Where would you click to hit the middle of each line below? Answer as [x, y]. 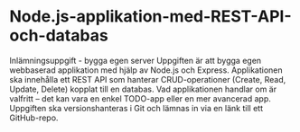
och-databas [59, 35]
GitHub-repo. [34, 118]
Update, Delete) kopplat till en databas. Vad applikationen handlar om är [143, 89]
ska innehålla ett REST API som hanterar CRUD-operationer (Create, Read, [148, 79]
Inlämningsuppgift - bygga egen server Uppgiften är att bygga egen [136, 60]
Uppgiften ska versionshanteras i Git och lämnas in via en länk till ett [136, 108]
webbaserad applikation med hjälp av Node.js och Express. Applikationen [146, 70]
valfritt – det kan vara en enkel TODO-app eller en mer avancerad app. [140, 98]
